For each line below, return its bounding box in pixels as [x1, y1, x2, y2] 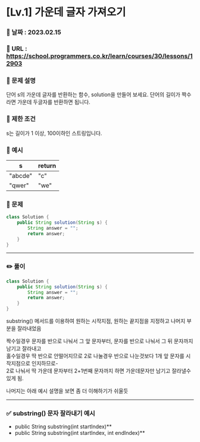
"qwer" [9, 181, 29, 189]
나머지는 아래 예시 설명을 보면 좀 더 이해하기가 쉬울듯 [6, 387, 129, 394]
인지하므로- [32, 360, 58, 367]
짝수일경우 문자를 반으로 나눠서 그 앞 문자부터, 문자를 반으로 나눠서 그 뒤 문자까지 [6, 337, 193, 345]
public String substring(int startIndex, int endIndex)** [14, 430, 145, 437]
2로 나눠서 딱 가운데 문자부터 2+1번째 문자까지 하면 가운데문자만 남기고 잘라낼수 [6, 367, 192, 375]
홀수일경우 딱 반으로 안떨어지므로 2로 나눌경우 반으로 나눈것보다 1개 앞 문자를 [6, 352, 185, 360]
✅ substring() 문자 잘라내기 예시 [6, 409, 95, 417]
